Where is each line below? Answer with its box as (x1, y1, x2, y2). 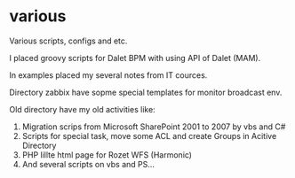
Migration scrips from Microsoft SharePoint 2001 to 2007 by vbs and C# (21, 121, 286, 132)
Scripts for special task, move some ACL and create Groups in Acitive (21, 130, 277, 141)
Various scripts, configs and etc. (9, 35, 128, 46)
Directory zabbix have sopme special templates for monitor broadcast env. (9, 87, 283, 97)
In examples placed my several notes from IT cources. (9, 69, 208, 81)
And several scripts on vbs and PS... (21, 159, 155, 169)
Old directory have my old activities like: (9, 104, 155, 114)
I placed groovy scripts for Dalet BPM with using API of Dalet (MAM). (9, 52, 261, 63)
